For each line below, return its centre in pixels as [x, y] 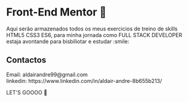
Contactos [26, 60]
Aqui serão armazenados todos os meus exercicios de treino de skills [92, 29]
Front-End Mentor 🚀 [56, 12]
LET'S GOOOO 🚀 [27, 92]
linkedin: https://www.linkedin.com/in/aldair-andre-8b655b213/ [84, 81]
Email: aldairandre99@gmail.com [47, 75]
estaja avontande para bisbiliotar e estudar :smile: [68, 41]
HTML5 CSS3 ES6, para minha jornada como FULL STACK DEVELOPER [94, 35]
